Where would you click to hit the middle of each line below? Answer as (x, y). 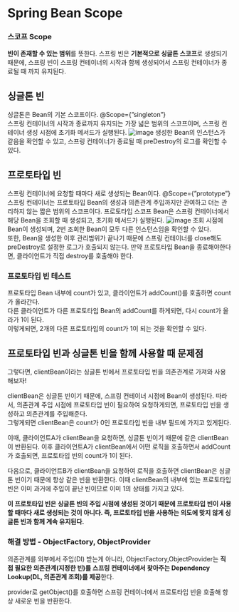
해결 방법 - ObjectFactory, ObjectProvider (79, 542)
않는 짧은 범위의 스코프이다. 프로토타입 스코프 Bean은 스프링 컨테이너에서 (128, 211)
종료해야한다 (214, 247)
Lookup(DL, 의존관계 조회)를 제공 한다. (61, 576)
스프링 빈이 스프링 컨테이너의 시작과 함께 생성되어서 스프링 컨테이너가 (124, 63)
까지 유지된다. (47, 71)
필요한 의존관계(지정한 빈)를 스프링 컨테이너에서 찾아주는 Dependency (112, 568)
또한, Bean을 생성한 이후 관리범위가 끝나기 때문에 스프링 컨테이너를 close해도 (115, 238)
